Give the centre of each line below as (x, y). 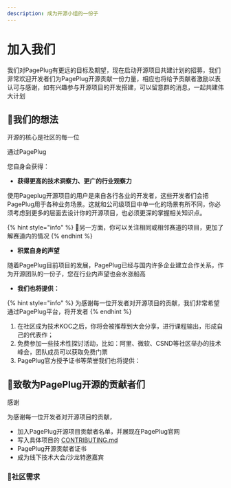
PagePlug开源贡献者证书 (52, 449)
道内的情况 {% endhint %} (56, 236)
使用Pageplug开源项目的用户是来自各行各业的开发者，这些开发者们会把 (108, 196)
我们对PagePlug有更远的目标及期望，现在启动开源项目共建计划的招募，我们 (114, 70)
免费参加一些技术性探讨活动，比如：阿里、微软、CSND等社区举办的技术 (119, 344)
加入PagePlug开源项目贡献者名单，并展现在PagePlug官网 (98, 432)
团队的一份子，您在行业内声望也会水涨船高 (85, 274)
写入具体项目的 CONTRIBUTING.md (67, 440)
